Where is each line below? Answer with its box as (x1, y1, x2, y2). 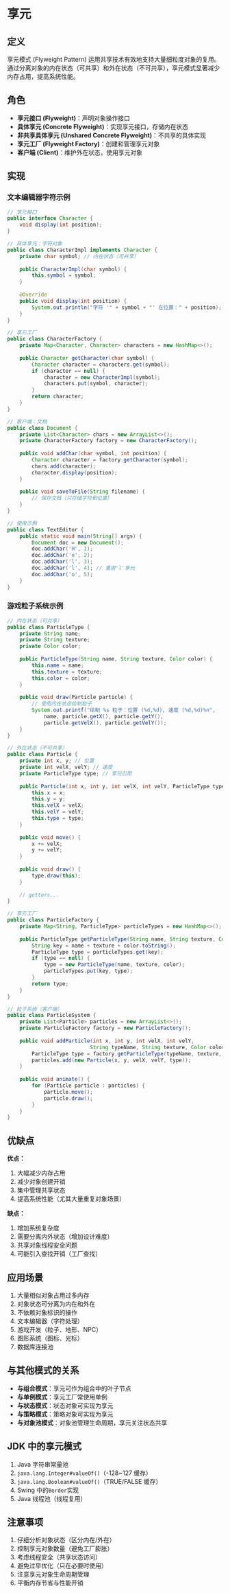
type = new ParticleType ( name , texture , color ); (43, 961, 186, 968)
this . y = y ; (31, 796, 66, 803)
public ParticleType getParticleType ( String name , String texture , (19, 935, 216, 943)
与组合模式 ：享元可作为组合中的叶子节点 (16, 1384, 131, 1393)
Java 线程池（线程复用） (16, 1494, 87, 1502)
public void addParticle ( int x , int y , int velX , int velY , (19, 1038, 194, 1044)
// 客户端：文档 (7, 418, 47, 425)
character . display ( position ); (31, 469, 118, 476)
